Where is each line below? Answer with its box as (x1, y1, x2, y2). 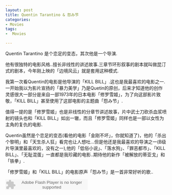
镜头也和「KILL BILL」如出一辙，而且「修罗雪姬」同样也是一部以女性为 (14, 115, 164, 121)
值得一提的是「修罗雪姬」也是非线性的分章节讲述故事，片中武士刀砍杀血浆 (5, 109, 162, 115)
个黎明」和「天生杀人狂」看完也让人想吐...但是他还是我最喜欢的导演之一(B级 (5, 139, 166, 145)
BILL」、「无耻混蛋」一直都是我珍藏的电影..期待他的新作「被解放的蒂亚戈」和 (5, 151, 165, 158)
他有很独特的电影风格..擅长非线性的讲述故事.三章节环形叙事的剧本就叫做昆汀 (5, 61, 166, 67)
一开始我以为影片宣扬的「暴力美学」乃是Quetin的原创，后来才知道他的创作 (5, 85, 163, 91)
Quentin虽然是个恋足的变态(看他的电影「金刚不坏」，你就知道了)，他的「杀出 (5, 133, 166, 138)
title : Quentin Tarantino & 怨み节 (5, 12, 79, 17)
